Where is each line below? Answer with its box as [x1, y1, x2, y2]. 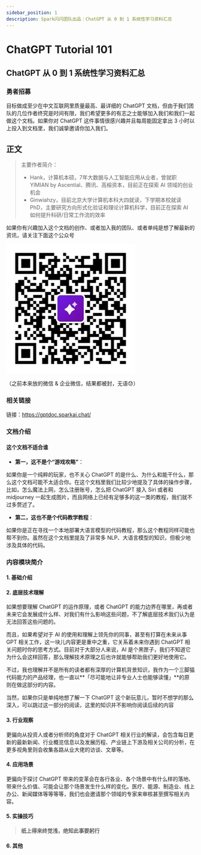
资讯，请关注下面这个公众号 [6, 232, 75, 239]
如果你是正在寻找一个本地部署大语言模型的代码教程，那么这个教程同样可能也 [6, 526, 195, 534]
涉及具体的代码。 [6, 541, 48, 549]
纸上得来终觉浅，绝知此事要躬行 [20, 827, 100, 834]
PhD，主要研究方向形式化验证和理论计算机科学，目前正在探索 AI [29, 204, 188, 211]
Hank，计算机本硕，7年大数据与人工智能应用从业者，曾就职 [29, 174, 177, 181]
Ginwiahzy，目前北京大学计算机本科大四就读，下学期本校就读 [29, 196, 182, 204]
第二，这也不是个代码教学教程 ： [14, 513, 94, 521]
